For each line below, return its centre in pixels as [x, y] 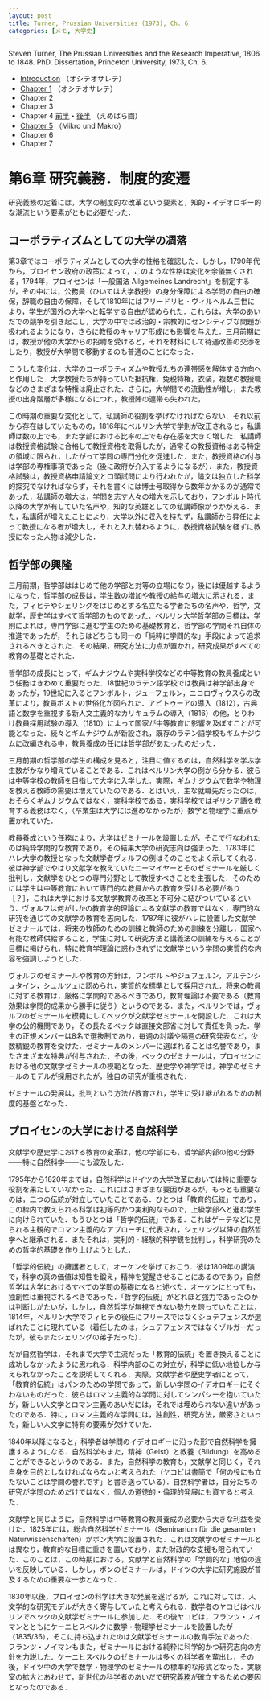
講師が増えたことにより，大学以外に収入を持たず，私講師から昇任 [138, 516]
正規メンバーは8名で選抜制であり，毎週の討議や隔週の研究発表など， [137, 1035]
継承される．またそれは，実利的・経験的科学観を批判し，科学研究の [142, 1239]
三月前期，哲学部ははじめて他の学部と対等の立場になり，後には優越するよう [135, 585]
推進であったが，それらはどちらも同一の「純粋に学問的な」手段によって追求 [135, 636]
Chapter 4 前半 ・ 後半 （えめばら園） [81, 116]
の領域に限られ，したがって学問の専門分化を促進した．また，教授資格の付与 [135, 456]
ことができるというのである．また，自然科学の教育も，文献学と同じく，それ [135, 1462]
